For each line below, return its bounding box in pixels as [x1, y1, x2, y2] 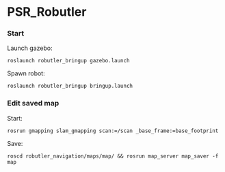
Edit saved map [7, 99, 59, 108]
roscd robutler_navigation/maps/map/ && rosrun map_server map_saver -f [7, 152, 219, 160]
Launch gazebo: [7, 44, 53, 52]
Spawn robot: [7, 69, 46, 77]
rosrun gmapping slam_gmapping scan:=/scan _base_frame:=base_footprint [7, 127, 219, 134]
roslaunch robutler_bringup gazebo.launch [7, 58, 130, 64]
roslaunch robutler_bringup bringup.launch [7, 83, 133, 90]
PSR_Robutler [7, 4, 87, 20]
